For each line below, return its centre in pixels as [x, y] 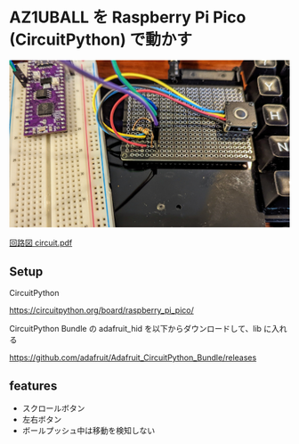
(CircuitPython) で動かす [101, 40]
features [33, 386]
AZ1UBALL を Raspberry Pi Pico [128, 17]
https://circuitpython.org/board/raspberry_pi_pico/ [101, 310]
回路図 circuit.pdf [41, 243]
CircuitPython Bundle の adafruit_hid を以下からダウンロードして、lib [136, 329]
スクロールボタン [53, 408]
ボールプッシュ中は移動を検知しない [89, 431]
